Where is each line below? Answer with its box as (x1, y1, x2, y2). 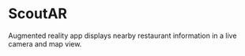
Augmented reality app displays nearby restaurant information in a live (8, 31, 237, 40)
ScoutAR (8, 5, 67, 23)
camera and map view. (8, 39, 82, 48)
